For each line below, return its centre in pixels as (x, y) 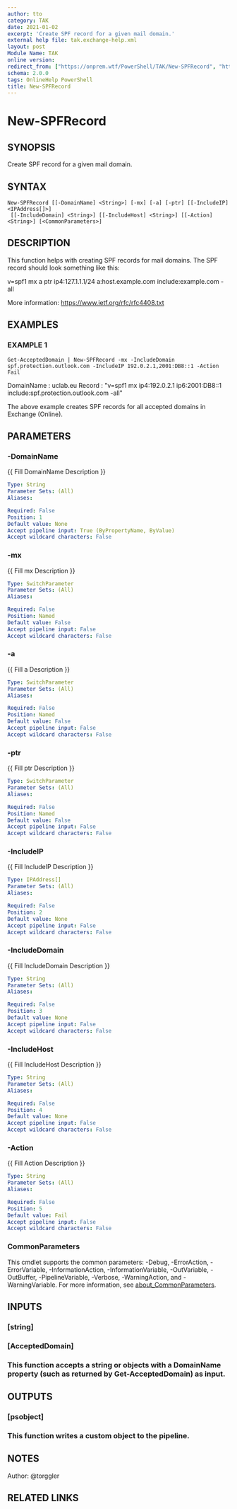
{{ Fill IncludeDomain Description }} (59, 965)
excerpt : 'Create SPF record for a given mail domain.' (91, 34)
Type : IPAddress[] (34, 880)
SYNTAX (27, 187)
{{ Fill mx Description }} (41, 570)
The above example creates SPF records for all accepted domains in (107, 406)
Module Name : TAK (33, 54)
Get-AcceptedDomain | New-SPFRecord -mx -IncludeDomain (91, 360)
